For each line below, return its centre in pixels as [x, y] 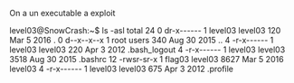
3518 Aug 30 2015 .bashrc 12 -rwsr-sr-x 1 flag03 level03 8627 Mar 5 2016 [147, 59]
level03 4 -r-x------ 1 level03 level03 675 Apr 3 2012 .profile [121, 69]
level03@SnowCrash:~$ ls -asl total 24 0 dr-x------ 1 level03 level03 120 [145, 30]
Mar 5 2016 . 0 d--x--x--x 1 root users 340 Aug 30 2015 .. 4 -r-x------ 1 [142, 40]
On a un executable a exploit [62, 13]
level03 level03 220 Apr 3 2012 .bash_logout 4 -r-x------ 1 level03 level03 [147, 50]
